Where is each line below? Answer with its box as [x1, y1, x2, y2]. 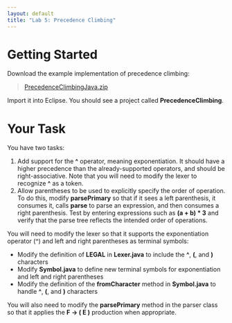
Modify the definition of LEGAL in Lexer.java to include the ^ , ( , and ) [17, 251, 213, 259]
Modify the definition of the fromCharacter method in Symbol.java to [17, 280, 217, 288]
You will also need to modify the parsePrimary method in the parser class [7, 301, 218, 309]
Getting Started [7, 47, 98, 63]
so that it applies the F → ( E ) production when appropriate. [7, 308, 177, 317]
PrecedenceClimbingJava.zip [24, 83, 109, 91]
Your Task [7, 121, 66, 136]
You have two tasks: [7, 144, 64, 152]
